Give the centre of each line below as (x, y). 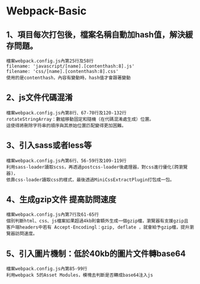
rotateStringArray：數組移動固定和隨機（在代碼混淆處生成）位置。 (80, 119)
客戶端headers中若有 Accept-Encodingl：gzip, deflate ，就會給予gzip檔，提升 (98, 227)
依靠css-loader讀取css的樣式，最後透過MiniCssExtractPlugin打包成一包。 (90, 180)
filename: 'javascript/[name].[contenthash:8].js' (70, 66)
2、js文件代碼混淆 (39, 98)
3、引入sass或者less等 (49, 146)
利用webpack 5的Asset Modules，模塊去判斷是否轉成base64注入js (80, 275)
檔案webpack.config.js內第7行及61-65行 (53, 215)
